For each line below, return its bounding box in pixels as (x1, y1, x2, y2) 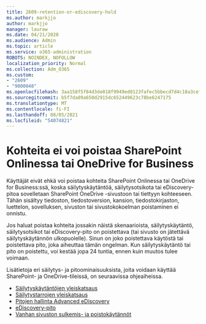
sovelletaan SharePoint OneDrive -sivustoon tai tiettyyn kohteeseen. (20, 190, 193, 198)
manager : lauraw (6, 26, 48, 33)
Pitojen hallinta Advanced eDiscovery (15, 298, 110, 305)
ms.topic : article (6, 44, 53, 50)
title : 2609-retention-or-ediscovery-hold (6, 9, 116, 15)
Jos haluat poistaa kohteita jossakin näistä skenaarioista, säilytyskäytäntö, (6, 222, 194, 229)
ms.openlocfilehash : (6, 89, 59, 95)
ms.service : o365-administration (6, 49, 92, 55)
